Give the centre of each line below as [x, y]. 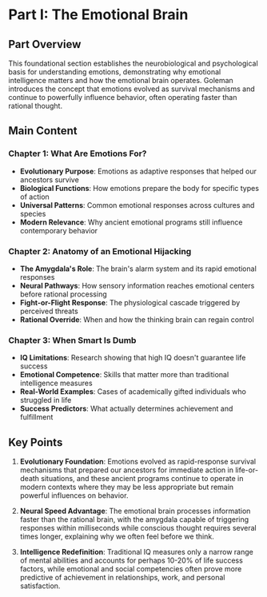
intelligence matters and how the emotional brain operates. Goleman [121, 80]
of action [34, 197]
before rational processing [63, 294]
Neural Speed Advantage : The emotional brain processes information [135, 511]
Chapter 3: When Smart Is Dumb [72, 340]
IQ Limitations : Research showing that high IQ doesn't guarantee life [133, 358]
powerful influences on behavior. [74, 496]
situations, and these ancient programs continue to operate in [142, 479]
